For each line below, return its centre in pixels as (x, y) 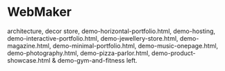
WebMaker (40, 12)
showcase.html (29, 60)
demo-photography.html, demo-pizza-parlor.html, (79, 53)
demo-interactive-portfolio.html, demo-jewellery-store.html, (93, 38)
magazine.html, (29, 45)
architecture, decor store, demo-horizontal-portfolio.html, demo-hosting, (111, 31)
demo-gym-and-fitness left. (97, 60)
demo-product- (174, 53)
